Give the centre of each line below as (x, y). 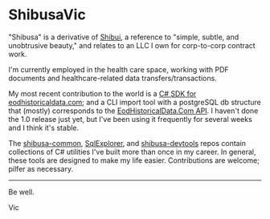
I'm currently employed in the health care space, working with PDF (119, 69)
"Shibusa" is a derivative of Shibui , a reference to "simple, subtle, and (124, 37)
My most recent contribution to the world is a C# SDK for (102, 93)
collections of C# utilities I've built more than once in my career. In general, (132, 152)
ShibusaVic (47, 15)
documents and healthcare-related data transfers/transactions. (112, 78)
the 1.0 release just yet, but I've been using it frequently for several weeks (131, 119)
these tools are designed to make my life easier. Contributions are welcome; (134, 160)
